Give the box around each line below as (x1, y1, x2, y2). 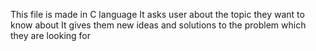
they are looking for (10, 30, 92, 41)
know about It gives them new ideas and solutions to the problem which (10, 19, 307, 31)
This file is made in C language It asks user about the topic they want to (10, 9, 305, 20)
